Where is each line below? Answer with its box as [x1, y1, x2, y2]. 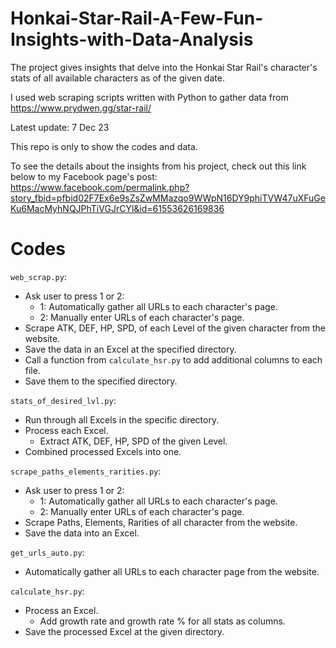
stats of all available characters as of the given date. [10, 72, 225, 84]
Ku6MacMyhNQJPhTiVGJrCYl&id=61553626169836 [10, 202, 225, 214]
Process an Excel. [24, 604, 99, 616]
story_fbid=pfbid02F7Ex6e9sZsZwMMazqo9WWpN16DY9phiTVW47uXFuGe [10, 192, 326, 204]
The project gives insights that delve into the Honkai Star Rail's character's [10, 61, 318, 73]
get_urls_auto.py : [10, 546, 85, 558]
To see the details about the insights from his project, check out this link [10, 160, 307, 172]
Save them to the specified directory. [24, 375, 178, 387]
